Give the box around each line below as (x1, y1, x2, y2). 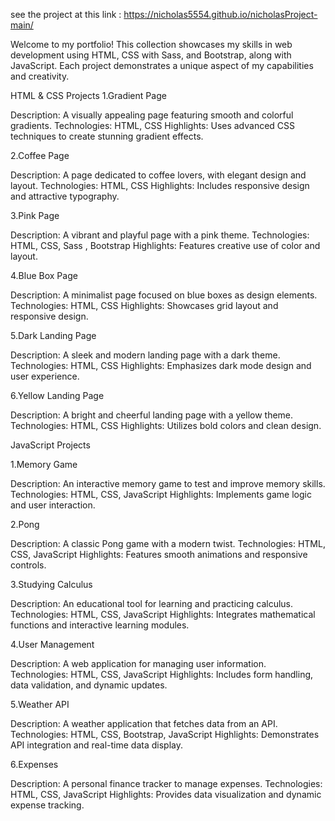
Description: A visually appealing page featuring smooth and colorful (10, 109, 294, 121)
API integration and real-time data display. (10, 739, 184, 751)
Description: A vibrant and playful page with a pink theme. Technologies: (10, 229, 310, 241)
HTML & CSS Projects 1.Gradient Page (10, 90, 167, 101)
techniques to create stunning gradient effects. (10, 130, 204, 142)
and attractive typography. (10, 190, 120, 202)
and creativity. (10, 70, 70, 82)
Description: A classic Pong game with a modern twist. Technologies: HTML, (10, 538, 326, 549)
